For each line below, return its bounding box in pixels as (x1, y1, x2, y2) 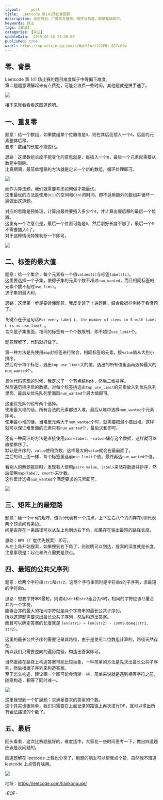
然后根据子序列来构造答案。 (13, 665, 69, 671)
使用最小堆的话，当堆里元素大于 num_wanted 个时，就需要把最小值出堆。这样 (5, 419, 154, 425)
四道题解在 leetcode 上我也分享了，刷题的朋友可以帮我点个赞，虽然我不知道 (5, 755, 157, 761)
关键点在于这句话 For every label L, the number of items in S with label (5, 316, 157, 322)
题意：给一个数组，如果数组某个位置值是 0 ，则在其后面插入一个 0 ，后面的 (5, 132, 150, 137)
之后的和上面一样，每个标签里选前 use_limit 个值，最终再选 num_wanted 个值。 (5, 454, 157, 460)
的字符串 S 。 (5, 585, 29, 591)
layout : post (5, 7, 40, 12)
